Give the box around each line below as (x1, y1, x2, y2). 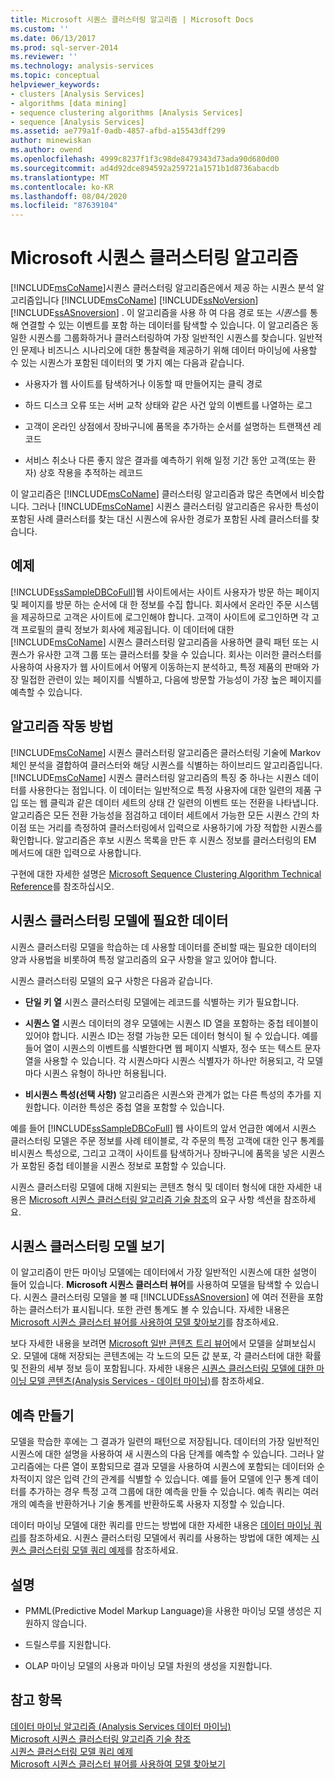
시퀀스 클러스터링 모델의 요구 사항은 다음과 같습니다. (10, 974, 213, 986)
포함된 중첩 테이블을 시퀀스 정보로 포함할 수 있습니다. (20, 1159, 227, 1171)
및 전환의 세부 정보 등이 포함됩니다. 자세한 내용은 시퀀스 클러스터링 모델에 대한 (10, 1362, 315, 1375)
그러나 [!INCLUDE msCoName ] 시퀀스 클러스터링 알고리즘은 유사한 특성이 (31, 501, 320, 513)
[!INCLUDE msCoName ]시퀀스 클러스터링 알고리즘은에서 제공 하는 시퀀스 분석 (10, 282, 315, 294)
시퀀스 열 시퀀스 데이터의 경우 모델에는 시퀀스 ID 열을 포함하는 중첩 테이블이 (24, 1017, 319, 1029)
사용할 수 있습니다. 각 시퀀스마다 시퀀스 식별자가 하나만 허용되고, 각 (43, 1054, 305, 1066)
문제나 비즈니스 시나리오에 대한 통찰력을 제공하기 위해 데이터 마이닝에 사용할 (20, 344, 318, 356)
